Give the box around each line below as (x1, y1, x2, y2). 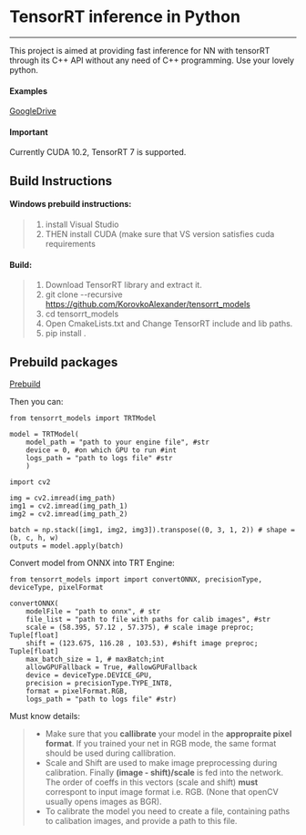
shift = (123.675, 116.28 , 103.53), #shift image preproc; (25, 638, 259, 648)
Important (9, 126, 48, 138)
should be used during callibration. (45, 747, 176, 758)
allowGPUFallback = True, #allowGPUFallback (25, 663, 198, 672)
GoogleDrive (9, 106, 57, 117)
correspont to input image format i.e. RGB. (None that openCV (45, 786, 280, 797)
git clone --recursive (45, 289, 123, 300)
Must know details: (9, 710, 80, 721)
